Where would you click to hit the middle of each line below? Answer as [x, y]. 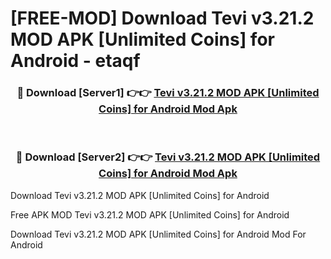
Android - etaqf [75, 61]
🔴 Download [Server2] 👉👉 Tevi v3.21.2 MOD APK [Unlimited [168, 157]
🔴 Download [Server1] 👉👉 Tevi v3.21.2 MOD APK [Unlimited [168, 93]
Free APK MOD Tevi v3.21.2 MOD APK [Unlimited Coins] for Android [150, 214]
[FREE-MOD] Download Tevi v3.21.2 [162, 18]
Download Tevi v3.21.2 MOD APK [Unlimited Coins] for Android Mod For [158, 234]
